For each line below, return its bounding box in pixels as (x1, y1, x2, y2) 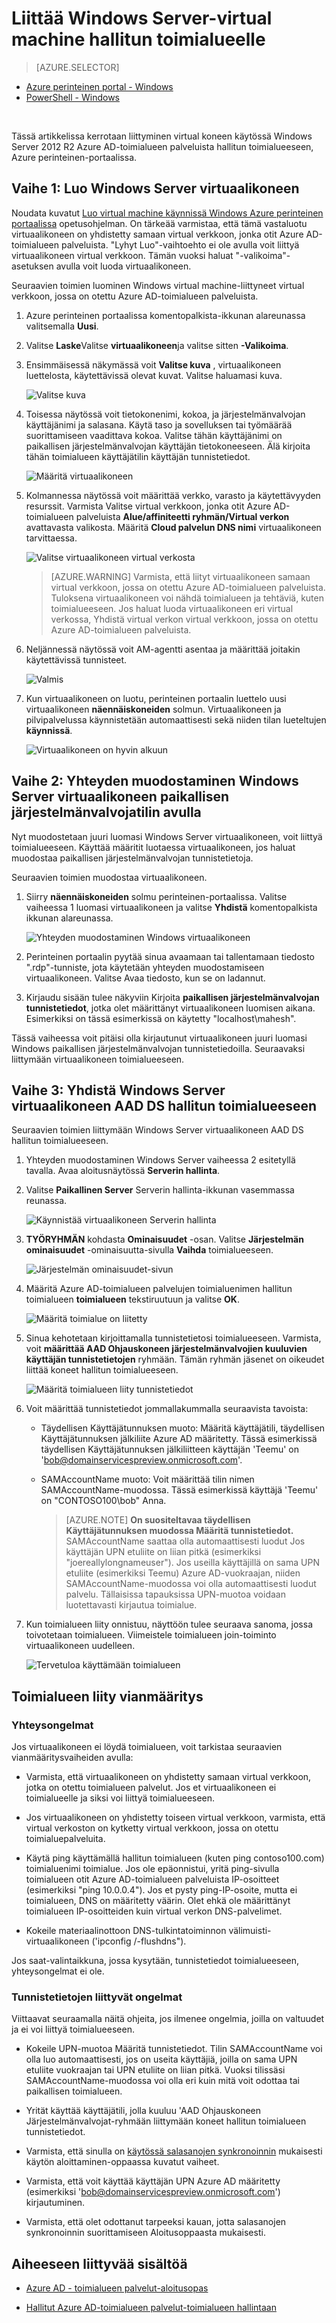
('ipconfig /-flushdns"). (91, 1935, 187, 1947)
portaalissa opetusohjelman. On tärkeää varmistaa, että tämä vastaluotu (11, 217, 308, 229)
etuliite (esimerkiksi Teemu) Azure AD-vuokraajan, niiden (65, 1567, 301, 1579)
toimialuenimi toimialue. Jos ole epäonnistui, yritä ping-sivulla (25, 1863, 280, 1875)
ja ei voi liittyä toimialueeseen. (11, 2023, 135, 2036)
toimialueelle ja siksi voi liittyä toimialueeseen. (25, 1792, 216, 1804)
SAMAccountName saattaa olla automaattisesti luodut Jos (65, 1535, 306, 1547)
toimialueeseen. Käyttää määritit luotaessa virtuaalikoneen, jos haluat (11, 841, 296, 853)
